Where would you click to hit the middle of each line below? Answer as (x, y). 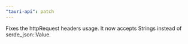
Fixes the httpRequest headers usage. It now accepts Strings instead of (94, 28)
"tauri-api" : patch (30, 11)
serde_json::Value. (28, 34)
